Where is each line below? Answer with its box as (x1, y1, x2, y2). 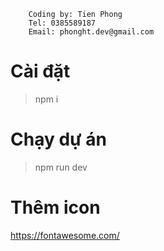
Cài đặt (10, 60, 71, 83)
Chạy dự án (10, 128, 107, 151)
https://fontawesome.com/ (10, 229, 120, 241)
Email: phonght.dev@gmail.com (28, 27, 155, 37)
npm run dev (34, 161, 88, 173)
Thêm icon (10, 196, 101, 219)
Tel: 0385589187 (28, 18, 97, 28)
